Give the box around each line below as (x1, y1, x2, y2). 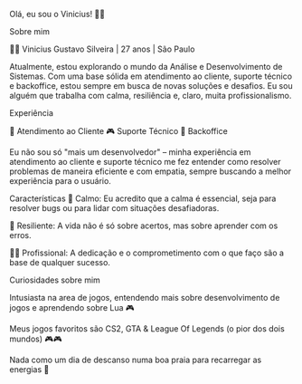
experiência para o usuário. (9, 176, 111, 186)
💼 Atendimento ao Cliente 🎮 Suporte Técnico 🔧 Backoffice (9, 126, 228, 136)
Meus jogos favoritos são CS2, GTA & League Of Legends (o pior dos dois (9, 323, 285, 334)
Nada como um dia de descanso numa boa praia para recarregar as (9, 354, 262, 365)
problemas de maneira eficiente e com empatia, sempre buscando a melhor (9, 166, 292, 177)
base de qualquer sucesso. (9, 257, 111, 267)
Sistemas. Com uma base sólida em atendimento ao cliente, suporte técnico (9, 71, 292, 82)
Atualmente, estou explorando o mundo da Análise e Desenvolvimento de (9, 62, 283, 72)
